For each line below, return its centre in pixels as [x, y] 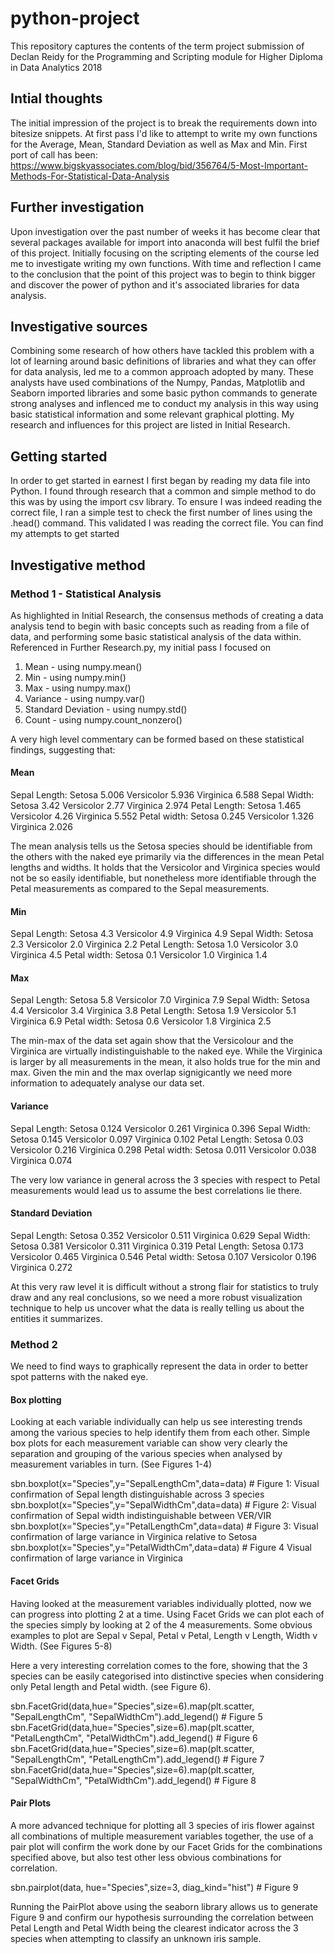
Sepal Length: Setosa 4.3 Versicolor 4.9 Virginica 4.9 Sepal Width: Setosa [162, 934]
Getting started [59, 456]
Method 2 [34, 1344]
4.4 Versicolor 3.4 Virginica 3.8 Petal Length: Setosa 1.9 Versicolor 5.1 [153, 1011]
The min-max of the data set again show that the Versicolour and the [152, 1041]
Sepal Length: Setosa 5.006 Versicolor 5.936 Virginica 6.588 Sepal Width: [162, 795]
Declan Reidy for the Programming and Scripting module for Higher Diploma [166, 56]
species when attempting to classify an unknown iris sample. [136, 1938]
